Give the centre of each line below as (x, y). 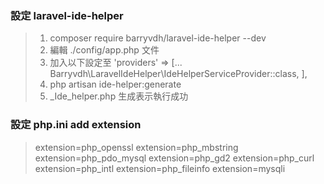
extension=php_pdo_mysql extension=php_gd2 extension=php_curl (174, 158)
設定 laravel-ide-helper (67, 15)
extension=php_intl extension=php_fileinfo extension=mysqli (160, 168)
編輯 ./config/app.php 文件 (104, 50)
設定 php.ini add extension (76, 125)
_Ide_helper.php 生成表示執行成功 (119, 96)
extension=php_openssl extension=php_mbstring (136, 147)
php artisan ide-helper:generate (115, 84)
